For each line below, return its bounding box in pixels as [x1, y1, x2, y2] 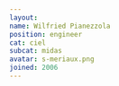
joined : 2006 [9, 64, 59, 73]
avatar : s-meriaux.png [9, 55, 95, 64]
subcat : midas [9, 47, 63, 56]
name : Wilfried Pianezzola [9, 21, 111, 30]
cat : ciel [9, 38, 47, 47]
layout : [9, 13, 39, 22]
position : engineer [9, 30, 83, 39]
